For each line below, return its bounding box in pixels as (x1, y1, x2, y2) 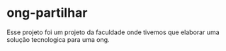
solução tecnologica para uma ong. (6, 35, 111, 43)
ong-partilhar (6, 5, 88, 21)
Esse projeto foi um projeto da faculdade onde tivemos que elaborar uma (6, 28, 220, 36)
